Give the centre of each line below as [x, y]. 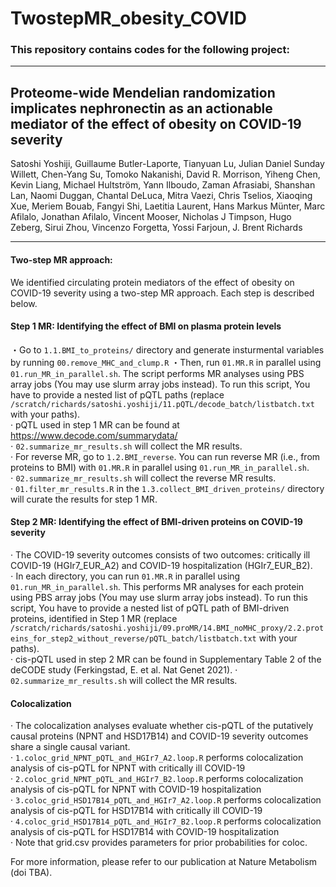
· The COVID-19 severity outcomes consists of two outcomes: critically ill [160, 554]
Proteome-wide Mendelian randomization [143, 92]
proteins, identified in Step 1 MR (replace [94, 618]
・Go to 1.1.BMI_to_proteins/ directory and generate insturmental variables [167, 349]
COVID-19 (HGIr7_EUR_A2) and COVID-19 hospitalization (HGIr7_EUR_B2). [161, 565]
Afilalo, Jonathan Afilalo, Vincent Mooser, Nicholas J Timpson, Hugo [151, 217]
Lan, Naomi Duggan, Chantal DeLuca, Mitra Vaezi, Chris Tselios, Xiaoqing [161, 196]
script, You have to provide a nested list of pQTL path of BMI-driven [150, 608]
